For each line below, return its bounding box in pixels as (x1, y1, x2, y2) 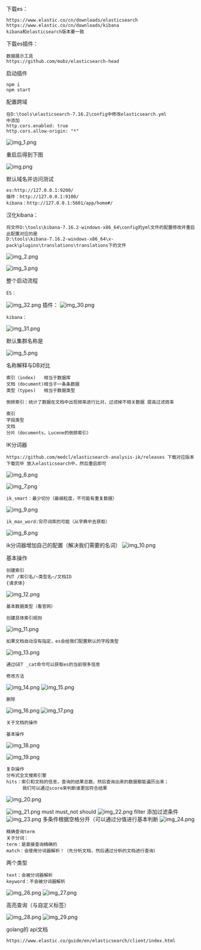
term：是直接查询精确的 (6, 841, 58, 847)
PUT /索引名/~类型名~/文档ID (6, 574, 72, 580)
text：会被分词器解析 (6, 872, 53, 878)
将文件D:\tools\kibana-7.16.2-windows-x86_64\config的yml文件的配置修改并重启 (6, 224, 195, 230)
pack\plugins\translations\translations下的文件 (6, 242, 127, 248)
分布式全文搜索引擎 (6, 772, 47, 778)
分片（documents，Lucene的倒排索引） (6, 430, 92, 436)
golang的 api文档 (6, 926, 48, 933)
